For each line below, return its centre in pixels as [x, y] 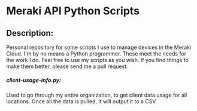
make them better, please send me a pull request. [67, 66]
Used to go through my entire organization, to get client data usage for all [97, 95]
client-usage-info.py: [34, 80]
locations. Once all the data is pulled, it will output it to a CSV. [82, 101]
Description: [30, 33]
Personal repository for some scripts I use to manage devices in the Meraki [99, 47]
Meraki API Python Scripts [73, 11]
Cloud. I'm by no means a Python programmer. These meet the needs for [96, 54]
